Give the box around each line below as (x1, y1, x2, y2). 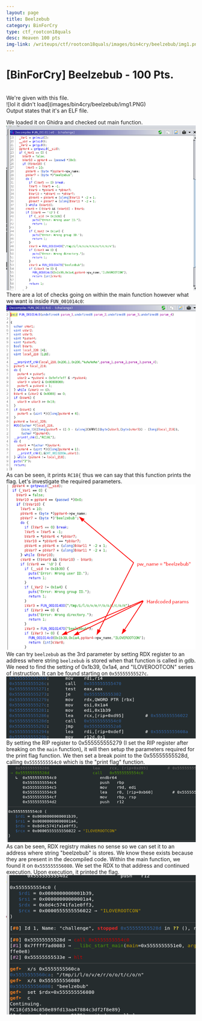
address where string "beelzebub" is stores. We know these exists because (6, 849, 194, 856)
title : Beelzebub (6, 16, 50, 22)
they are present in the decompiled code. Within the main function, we (6, 856, 180, 863)
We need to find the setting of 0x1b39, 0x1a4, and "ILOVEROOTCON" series (6, 663, 194, 671)
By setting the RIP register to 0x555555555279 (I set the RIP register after (6, 739, 189, 746)
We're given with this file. (6, 94, 69, 102)
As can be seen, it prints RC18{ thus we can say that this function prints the (6, 472, 191, 479)
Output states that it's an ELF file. (6, 107, 89, 114)
